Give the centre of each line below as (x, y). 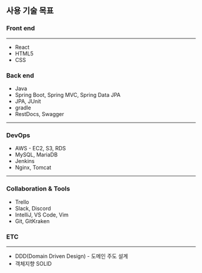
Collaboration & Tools (38, 189)
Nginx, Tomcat (33, 168)
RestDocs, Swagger (39, 114)
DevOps (18, 135)
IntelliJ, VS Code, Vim (42, 215)
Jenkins (25, 161)
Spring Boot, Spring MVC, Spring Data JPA (68, 94)
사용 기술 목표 (30, 11)
